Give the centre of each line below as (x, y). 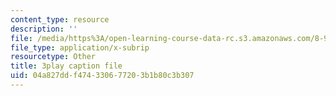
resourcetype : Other (53, 57)
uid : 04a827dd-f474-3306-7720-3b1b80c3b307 (102, 76)
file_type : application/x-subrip (80, 47)
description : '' (44, 29)
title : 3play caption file (66, 66)
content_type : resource (60, 19)
